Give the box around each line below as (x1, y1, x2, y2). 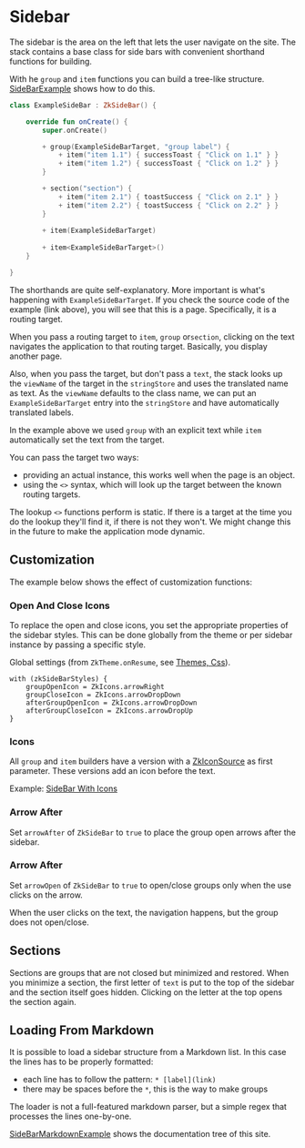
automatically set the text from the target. (9, 434, 166, 445)
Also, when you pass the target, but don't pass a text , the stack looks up (9, 368, 283, 379)
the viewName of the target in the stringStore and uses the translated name (9, 378, 289, 389)
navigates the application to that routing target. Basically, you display (9, 340, 269, 351)
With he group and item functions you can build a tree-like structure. (9, 73, 265, 84)
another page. (9, 350, 63, 361)
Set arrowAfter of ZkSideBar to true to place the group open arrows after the (9, 827, 296, 838)
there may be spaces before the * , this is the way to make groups (22, 1083, 269, 1094)
